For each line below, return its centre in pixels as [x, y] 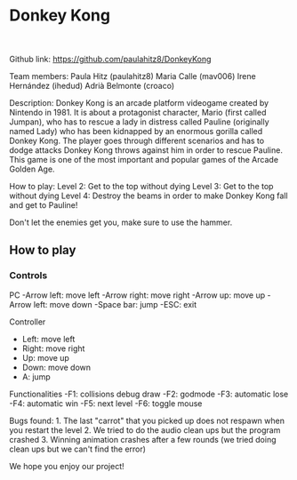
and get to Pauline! [44, 204]
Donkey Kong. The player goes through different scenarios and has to [137, 140]
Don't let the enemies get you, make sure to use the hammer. [121, 222]
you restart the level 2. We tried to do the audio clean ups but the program [145, 430]
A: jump [36, 376]
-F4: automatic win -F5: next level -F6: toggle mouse [106, 403]
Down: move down [56, 367]
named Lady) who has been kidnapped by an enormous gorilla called [136, 131]
